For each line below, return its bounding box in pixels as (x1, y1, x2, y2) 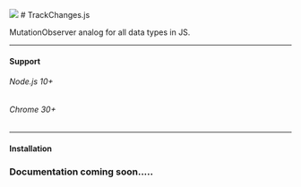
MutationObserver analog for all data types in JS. (9, 27, 191, 38)
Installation (9, 143, 52, 154)
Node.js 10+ (9, 76, 54, 87)
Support (9, 55, 41, 66)
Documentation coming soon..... (9, 166, 154, 178)
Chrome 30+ (9, 104, 56, 115)
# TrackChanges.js (20, 10, 90, 20)
